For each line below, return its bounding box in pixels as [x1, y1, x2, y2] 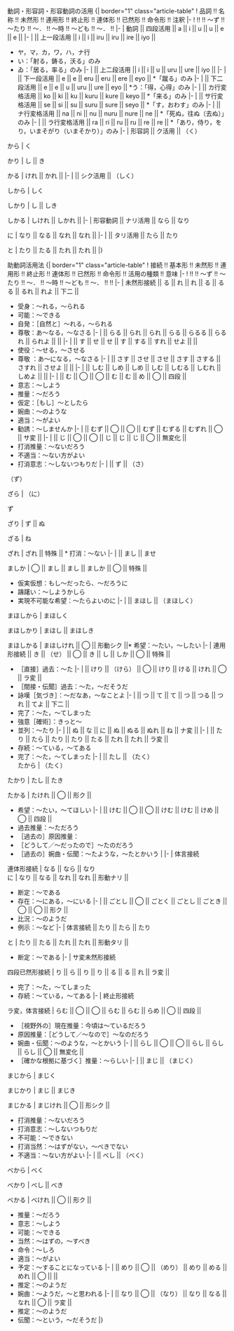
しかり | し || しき [7, 201, 57, 210]
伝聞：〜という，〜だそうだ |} [17, 1316, 104, 1324]
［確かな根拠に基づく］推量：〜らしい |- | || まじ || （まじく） [17, 1056, 197, 1065]
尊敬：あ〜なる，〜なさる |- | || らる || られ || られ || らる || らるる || [17, 329, 213, 336]
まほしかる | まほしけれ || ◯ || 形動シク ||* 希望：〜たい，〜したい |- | [7, 641, 212, 649]
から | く [7, 142, 32, 150]
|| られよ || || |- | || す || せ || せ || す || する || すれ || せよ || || [25, 337, 198, 346]
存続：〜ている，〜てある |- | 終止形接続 [17, 992, 135, 999]
